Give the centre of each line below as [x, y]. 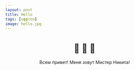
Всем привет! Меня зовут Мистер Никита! [85, 62]
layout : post [19, 10]
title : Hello [19, 14]
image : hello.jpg [23, 24]
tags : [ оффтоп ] [21, 19]
